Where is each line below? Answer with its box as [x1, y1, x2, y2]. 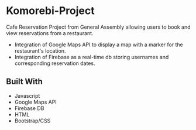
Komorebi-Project [6, 4, 95, 18]
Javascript [14, 92, 40, 99]
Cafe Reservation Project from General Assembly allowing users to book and [6, 23, 191, 30]
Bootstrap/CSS [14, 117, 51, 124]
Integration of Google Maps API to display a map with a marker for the [14, 41, 183, 48]
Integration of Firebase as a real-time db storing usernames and [14, 53, 169, 60]
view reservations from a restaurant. [6, 29, 94, 36]
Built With [6, 77, 43, 87]
